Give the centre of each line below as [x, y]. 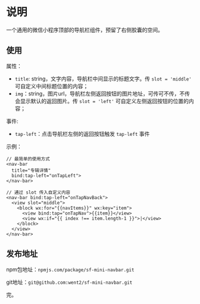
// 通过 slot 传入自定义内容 [38, 192]
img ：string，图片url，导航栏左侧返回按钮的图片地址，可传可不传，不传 [102, 94]
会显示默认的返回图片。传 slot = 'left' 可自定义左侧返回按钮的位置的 [102, 101]
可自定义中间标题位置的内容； [51, 86]
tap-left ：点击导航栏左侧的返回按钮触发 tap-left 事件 [82, 134]
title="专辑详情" [31, 170]
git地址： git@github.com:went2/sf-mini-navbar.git [69, 282]
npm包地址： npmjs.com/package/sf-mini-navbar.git [70, 269]
